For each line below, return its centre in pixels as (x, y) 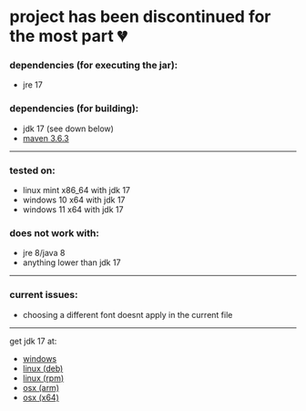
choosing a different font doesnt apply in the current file (127, 314)
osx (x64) (41, 397)
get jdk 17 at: (33, 341)
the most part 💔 (68, 36)
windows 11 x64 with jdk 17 (73, 210)
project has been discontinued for (140, 17)
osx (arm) (41, 387)
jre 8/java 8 (44, 253)
